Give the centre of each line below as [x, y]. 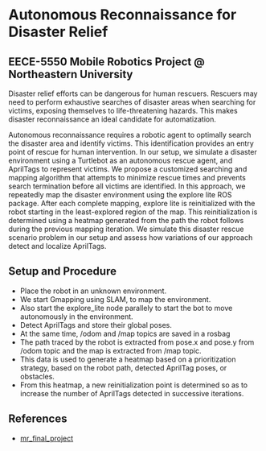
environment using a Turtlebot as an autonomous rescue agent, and [121, 160]
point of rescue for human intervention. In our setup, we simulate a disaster [133, 152]
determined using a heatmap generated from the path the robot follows [126, 220]
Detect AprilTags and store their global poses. [96, 325]
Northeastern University [71, 74]
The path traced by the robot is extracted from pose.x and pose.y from [137, 342]
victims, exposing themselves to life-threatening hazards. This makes [123, 111]
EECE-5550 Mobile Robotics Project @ [106, 62]
